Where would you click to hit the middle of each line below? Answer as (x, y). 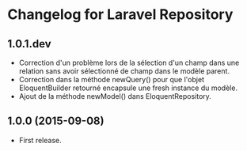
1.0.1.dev (30, 44)
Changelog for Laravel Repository (120, 15)
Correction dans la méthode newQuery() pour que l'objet (112, 79)
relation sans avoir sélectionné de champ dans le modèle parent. (124, 71)
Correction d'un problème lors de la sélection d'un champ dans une (129, 62)
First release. (40, 140)
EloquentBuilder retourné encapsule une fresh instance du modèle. (128, 88)
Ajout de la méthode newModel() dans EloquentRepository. (115, 96)
